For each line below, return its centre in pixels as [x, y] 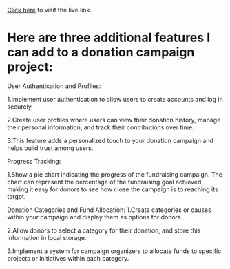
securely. [20, 107]
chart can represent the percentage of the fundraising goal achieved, [105, 182]
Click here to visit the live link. [49, 10]
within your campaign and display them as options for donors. [95, 217]
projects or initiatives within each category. [68, 258]
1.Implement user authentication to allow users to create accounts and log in [115, 99]
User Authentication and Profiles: [54, 86]
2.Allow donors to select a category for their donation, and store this [104, 230]
